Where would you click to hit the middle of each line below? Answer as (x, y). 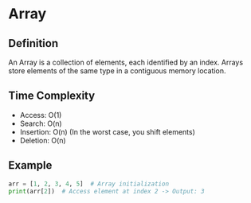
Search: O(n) (41, 123)
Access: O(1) (41, 115)
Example (30, 165)
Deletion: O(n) (43, 140)
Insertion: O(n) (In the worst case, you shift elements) (107, 131)
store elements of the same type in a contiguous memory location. (117, 71)
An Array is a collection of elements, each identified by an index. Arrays (126, 62)
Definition (33, 43)
